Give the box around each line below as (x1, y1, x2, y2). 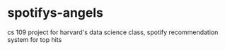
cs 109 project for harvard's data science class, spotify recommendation (7, 28, 219, 36)
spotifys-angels (7, 5, 104, 21)
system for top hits (7, 35, 62, 43)
